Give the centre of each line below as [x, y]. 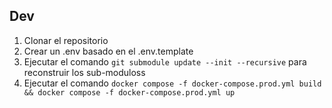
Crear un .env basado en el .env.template [108, 51]
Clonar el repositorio [66, 40]
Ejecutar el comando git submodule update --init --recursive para [165, 61]
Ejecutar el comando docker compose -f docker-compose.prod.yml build [172, 83]
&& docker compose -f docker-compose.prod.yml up [129, 92]
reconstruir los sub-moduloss [84, 72]
